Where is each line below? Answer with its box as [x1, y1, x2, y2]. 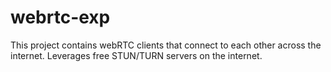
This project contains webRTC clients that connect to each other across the [10, 39, 322, 51]
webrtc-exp [10, 6, 111, 29]
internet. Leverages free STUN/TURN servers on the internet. [10, 49, 263, 61]
